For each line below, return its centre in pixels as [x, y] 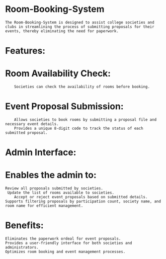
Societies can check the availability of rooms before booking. [82, 87]
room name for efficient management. [44, 206]
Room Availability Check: [58, 74]
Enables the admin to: [51, 175]
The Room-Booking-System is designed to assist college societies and [80, 22]
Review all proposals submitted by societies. [54, 188]
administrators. [22, 248]
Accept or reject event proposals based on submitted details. [81, 197]
